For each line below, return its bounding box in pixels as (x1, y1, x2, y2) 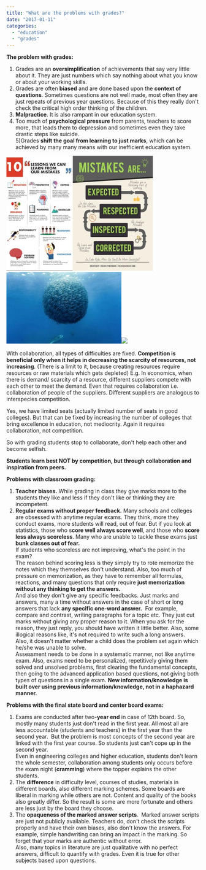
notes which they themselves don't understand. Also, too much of (15, 566, 182, 573)
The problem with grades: (6, 53, 74, 61)
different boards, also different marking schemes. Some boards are (15, 785, 185, 793)
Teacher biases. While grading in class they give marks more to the (15, 488, 187, 495)
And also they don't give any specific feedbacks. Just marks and (15, 592, 179, 599)
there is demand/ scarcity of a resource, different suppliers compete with (6, 376, 191, 383)
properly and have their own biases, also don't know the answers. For (15, 824, 191, 831)
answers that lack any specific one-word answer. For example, (15, 605, 178, 612)
